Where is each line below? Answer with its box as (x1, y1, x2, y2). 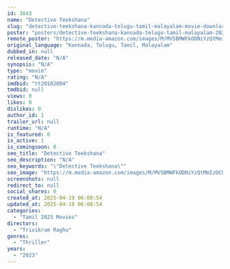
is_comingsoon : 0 (7, 144, 57, 151)
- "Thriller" (13, 239, 51, 246)
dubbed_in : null (7, 49, 53, 55)
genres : (7, 233, 29, 240)
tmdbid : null (7, 86, 44, 93)
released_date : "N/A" (7, 55, 69, 62)
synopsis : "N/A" (7, 61, 53, 68)
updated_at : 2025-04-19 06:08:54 (7, 201, 103, 208)
